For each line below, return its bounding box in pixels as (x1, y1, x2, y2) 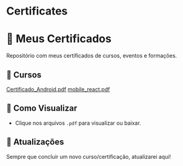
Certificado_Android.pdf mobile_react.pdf (6, 85, 110, 93)
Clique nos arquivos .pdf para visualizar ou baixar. (15, 119, 141, 127)
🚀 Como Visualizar (6, 103, 78, 113)
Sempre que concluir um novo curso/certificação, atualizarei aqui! (6, 153, 171, 160)
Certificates (6, 4, 68, 18)
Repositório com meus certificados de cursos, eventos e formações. (6, 52, 178, 59)
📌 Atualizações (6, 137, 64, 147)
